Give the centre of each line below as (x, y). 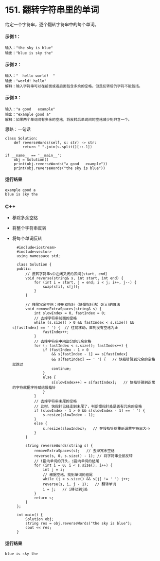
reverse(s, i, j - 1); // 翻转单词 (80, 484)
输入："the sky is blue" (29, 48)
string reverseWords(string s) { (59, 446)
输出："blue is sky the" (29, 53)
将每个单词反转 (27, 238)
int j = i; (54, 470)
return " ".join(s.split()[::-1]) (57, 147)
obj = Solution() (31, 159)
